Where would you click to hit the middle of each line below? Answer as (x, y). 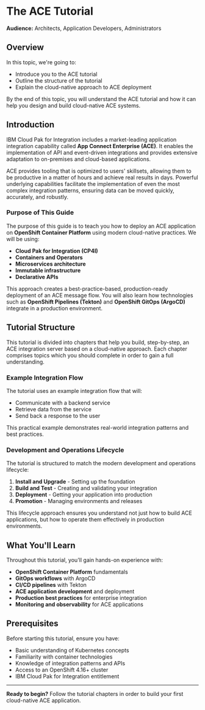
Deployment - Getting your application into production (84, 495)
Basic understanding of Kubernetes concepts (72, 650)
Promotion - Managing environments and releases (79, 501)
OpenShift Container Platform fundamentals (71, 572)
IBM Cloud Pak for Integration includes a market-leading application (92, 140)
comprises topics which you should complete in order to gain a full (90, 355)
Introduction (31, 125)
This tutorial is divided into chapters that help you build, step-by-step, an (98, 342)
